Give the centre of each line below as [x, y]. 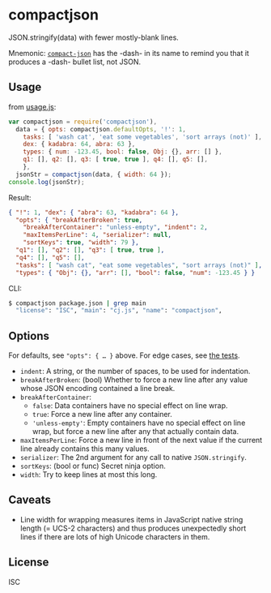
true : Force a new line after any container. [102, 415]
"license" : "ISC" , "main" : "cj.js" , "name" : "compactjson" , [119, 311]
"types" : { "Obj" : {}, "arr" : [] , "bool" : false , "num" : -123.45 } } [135, 273]
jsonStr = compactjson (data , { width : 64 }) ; [94, 174]
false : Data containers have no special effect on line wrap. [130, 406]
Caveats [30, 500]
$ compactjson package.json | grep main [78, 303]
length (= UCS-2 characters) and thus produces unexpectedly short [133, 528]
